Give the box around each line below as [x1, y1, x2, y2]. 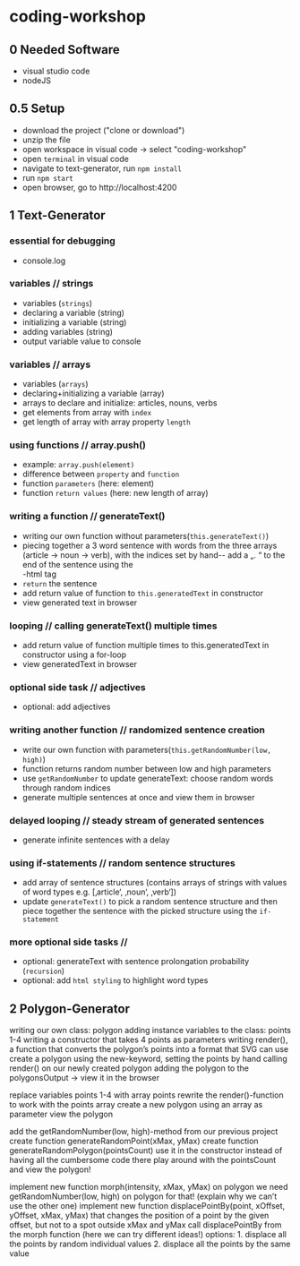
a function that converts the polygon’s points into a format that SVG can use [9, 1044, 289, 1055]
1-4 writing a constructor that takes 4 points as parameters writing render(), [9, 1034, 288, 1045]
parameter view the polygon [9, 1108, 114, 1120]
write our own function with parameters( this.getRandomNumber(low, [21, 744, 271, 755]
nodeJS [21, 75, 52, 86]
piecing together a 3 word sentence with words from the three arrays [21, 540, 278, 551]
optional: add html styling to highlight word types [21, 975, 209, 986]
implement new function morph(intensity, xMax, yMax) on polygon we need [9, 1182, 288, 1193]
